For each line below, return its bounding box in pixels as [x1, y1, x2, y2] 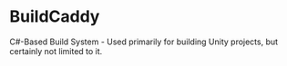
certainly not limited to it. [9, 45, 103, 56]
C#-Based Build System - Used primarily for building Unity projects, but [9, 36, 279, 47]
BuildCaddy [9, 6, 100, 27]
